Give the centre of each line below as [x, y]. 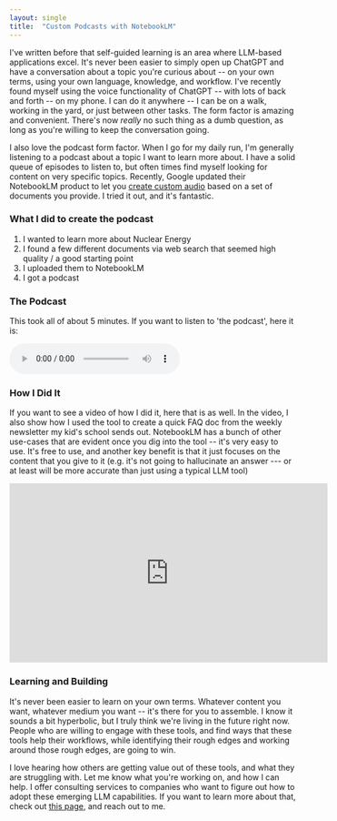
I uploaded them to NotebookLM [83, 268]
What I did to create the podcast [82, 219]
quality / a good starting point [78, 258]
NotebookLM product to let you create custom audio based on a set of [141, 186]
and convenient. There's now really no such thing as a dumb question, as [147, 120]
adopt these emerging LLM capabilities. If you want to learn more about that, [153, 796]
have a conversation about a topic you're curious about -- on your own [142, 71]
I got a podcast [51, 278]
